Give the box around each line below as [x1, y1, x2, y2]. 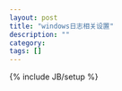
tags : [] [9, 47, 42, 56]
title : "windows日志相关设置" [9, 22, 114, 31]
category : [9, 38, 47, 48]
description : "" [9, 30, 70, 39]
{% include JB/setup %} [9, 71, 99, 82]
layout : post [9, 13, 58, 23]
